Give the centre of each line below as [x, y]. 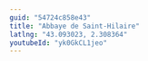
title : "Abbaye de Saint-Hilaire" [75, 26]
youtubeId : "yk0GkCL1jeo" [58, 43]
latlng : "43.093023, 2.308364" [69, 34]
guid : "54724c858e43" [50, 17]
